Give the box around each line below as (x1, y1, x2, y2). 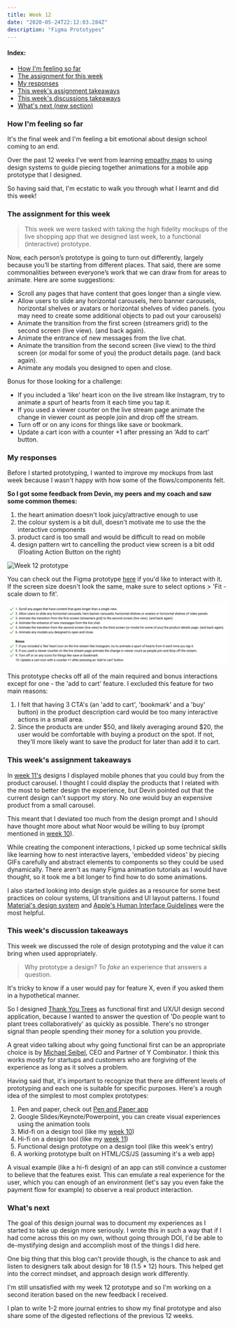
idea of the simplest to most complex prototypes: (7, 1091, 149, 1100)
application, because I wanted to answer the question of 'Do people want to (7, 1012, 226, 1020)
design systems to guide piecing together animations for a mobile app (7, 163, 208, 171)
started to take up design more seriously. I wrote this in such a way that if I (7, 1226, 222, 1235)
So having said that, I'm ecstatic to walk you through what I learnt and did (7, 184, 219, 192)
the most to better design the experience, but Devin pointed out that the (7, 786, 215, 794)
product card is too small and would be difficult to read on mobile (17, 533, 206, 542)
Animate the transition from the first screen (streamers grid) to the (17, 319, 208, 328)
